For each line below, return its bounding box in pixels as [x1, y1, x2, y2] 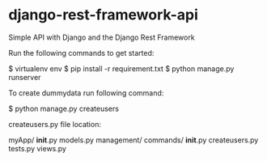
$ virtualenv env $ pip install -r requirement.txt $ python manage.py [8, 63, 235, 74]
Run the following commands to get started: [8, 48, 155, 57]
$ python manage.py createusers [8, 104, 120, 113]
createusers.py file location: [8, 119, 101, 129]
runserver [8, 72, 41, 82]
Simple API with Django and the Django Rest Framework [8, 32, 196, 42]
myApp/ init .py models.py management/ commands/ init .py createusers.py [8, 135, 259, 145]
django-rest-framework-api [8, 6, 198, 24]
